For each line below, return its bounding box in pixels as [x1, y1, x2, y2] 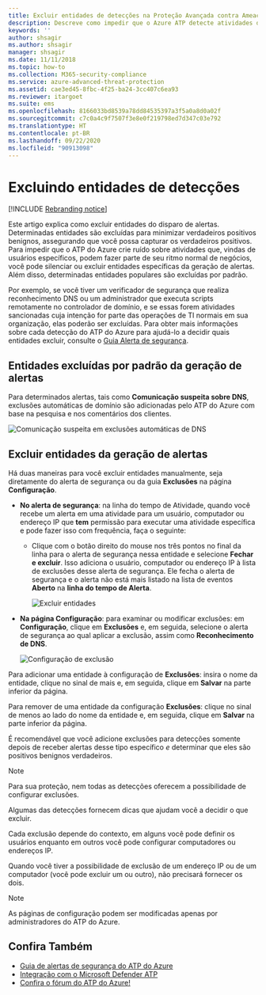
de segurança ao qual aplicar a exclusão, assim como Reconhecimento [19, 630, 254, 640]
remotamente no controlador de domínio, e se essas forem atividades [8, 302, 235, 312]
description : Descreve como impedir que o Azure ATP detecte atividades [8, 19, 253, 27]
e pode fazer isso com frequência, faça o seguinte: [19, 526, 187, 535]
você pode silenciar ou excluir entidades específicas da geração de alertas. [8, 262, 255, 272]
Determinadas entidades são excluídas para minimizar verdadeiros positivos [8, 228, 257, 237]
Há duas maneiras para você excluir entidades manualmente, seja [8, 468, 223, 477]
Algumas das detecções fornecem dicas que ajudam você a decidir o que [8, 805, 249, 815]
